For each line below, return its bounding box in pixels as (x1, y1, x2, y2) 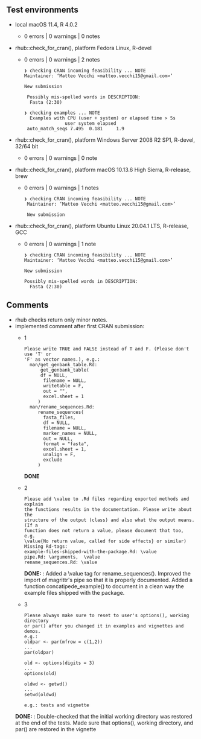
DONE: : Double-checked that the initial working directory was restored (14, 712, 193, 720)
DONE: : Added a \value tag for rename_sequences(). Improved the (24, 569, 191, 577)
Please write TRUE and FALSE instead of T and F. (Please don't (24, 346, 190, 352)
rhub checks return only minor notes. (14, 316, 107, 323)
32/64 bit (14, 142, 39, 150)
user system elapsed (64, 120, 116, 126)
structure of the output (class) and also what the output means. (24, 517, 195, 523)
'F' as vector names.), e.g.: (24, 356, 101, 363)
